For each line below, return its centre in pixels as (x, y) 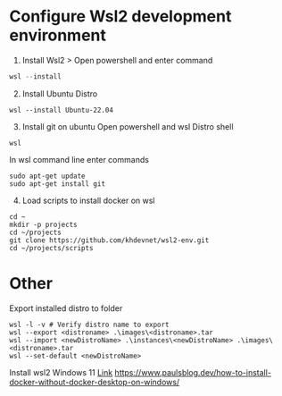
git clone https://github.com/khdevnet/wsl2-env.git (109, 240)
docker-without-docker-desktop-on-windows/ (95, 382)
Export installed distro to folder (66, 308)
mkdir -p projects (43, 224)
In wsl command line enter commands (79, 159)
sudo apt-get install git (57, 184)
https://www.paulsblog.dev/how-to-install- (193, 372)
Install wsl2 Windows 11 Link (61, 372)
